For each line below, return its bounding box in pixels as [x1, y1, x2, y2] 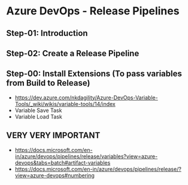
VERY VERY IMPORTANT [6, 131, 101, 141]
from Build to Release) [6, 78, 90, 88]
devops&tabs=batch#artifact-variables [14, 159, 111, 166]
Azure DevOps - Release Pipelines [6, 4, 180, 18]
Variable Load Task [14, 113, 63, 120]
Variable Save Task [14, 107, 62, 114]
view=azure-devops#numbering [14, 172, 95, 179]
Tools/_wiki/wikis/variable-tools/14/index [14, 100, 116, 107]
